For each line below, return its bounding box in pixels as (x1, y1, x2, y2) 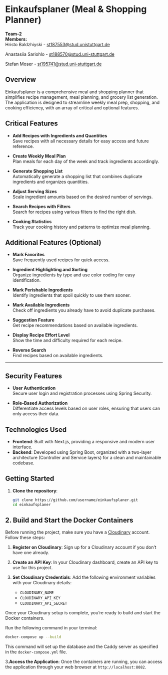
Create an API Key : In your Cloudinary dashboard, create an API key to (12, 559, 158, 565)
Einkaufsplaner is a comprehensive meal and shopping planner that (5, 89, 144, 95)
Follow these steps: (5, 535, 45, 541)
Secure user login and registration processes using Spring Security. (12, 390, 152, 397)
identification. (12, 277, 41, 283)
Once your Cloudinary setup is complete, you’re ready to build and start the (5, 610, 161, 616)
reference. (12, 143, 34, 149)
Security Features (5, 372, 62, 380)
